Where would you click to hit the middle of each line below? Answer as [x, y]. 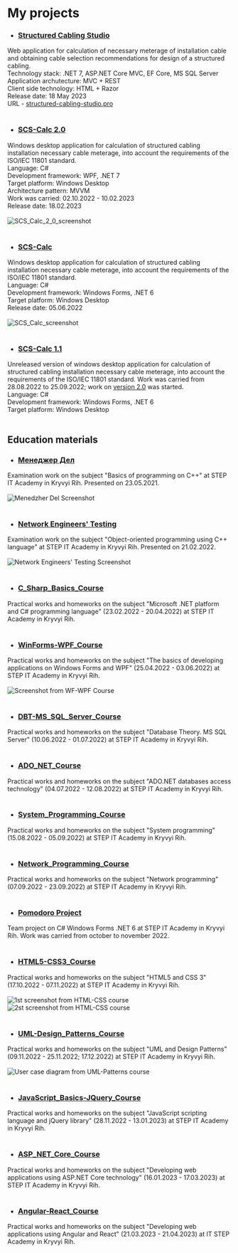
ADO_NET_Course [49, 766]
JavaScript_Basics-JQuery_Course [79, 1097]
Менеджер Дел [46, 460]
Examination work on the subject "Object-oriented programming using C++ [117, 539]
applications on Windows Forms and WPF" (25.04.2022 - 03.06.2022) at [114, 667]
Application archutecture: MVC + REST [64, 81]
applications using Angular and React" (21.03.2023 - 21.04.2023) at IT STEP [118, 1234]
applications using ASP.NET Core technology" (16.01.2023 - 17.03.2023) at [116, 1177]
